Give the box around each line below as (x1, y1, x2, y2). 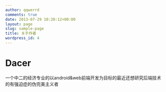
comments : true (5, 12, 37, 17)
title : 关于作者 (5, 31, 36, 36)
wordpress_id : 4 (5, 36, 39, 41)
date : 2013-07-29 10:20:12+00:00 (5, 17, 76, 22)
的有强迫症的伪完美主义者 (5, 81, 59, 87)
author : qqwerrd (5, 7, 39, 13)
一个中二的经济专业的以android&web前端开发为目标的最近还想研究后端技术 (5, 74, 161, 81)
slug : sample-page (5, 26, 44, 31)
